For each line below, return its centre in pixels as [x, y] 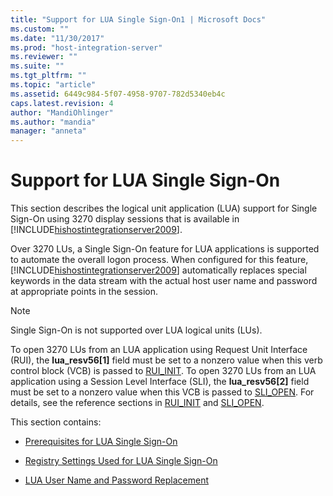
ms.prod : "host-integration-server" [86, 47]
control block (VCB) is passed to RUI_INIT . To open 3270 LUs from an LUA [163, 371]
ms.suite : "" [37, 66]
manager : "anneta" [48, 131]
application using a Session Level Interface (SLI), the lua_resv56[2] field [160, 382]
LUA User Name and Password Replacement [117, 480]
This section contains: [56, 422]
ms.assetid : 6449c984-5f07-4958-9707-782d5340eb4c [118, 94]
